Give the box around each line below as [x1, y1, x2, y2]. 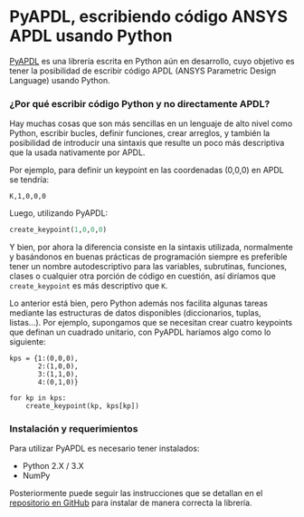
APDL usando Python [9, 25, 173, 46]
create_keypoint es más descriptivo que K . [9, 280, 168, 291]
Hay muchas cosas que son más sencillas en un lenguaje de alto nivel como [9, 118, 293, 129]
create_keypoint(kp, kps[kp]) [25, 402, 140, 411]
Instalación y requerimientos [9, 423, 138, 435]
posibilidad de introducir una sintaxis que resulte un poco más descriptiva [9, 138, 285, 149]
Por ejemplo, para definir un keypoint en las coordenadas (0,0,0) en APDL [9, 165, 285, 176]
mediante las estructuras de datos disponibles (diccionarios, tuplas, [9, 307, 261, 318]
